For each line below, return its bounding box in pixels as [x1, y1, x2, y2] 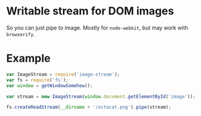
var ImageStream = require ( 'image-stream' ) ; [6, 71, 120, 78]
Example [6, 52, 51, 66]
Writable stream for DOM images [6, 4, 174, 18]
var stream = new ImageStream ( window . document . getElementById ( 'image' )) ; [6, 93, 196, 100]
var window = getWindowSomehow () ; [6, 82, 94, 88]
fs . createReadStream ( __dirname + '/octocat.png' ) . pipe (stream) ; [6, 104, 171, 111]
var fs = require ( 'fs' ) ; [6, 77, 69, 83]
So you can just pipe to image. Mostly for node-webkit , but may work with [6, 24, 188, 31]
